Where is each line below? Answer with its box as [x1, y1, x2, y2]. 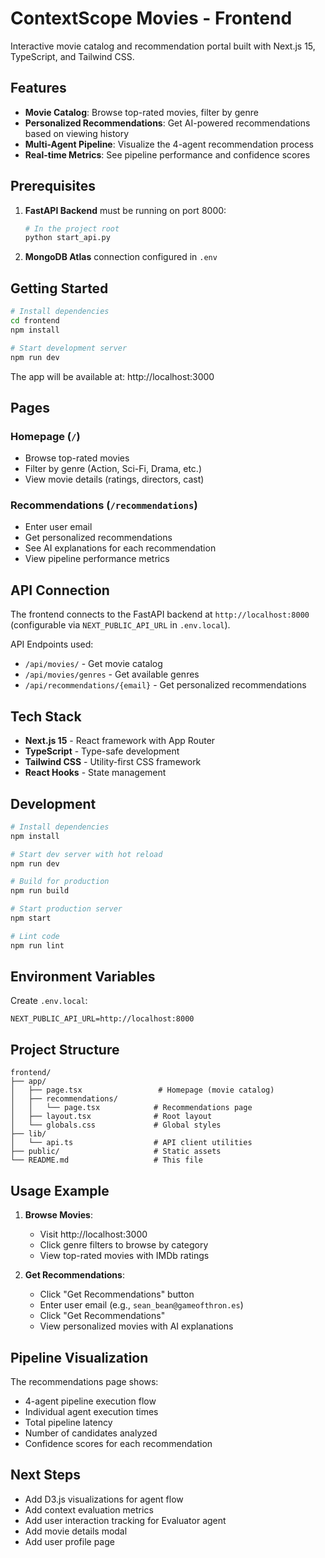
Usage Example [10, 1182, 110, 1199]
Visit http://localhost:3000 [39, 1228, 148, 1241]
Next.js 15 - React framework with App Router [24, 735, 216, 747]
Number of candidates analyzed [24, 1427, 158, 1439]
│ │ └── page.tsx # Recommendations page [10, 1103, 253, 1113]
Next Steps [10, 1467, 81, 1484]
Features [10, 80, 67, 97]
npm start [10, 913, 52, 924]
